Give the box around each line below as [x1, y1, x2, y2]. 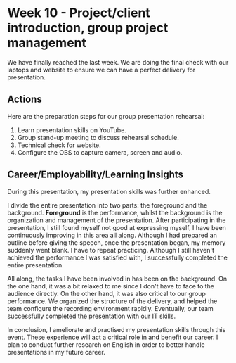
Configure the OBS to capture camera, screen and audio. [17, 148, 183, 156]
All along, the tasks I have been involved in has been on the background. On [7, 274, 228, 283]
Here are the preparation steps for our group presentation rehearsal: [7, 112, 205, 120]
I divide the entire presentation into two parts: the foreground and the [7, 200, 208, 209]
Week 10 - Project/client [7, 5, 151, 21]
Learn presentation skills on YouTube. [17, 125, 126, 134]
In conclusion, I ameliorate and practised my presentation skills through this [7, 325, 226, 333]
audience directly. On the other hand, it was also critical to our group [7, 289, 206, 298]
